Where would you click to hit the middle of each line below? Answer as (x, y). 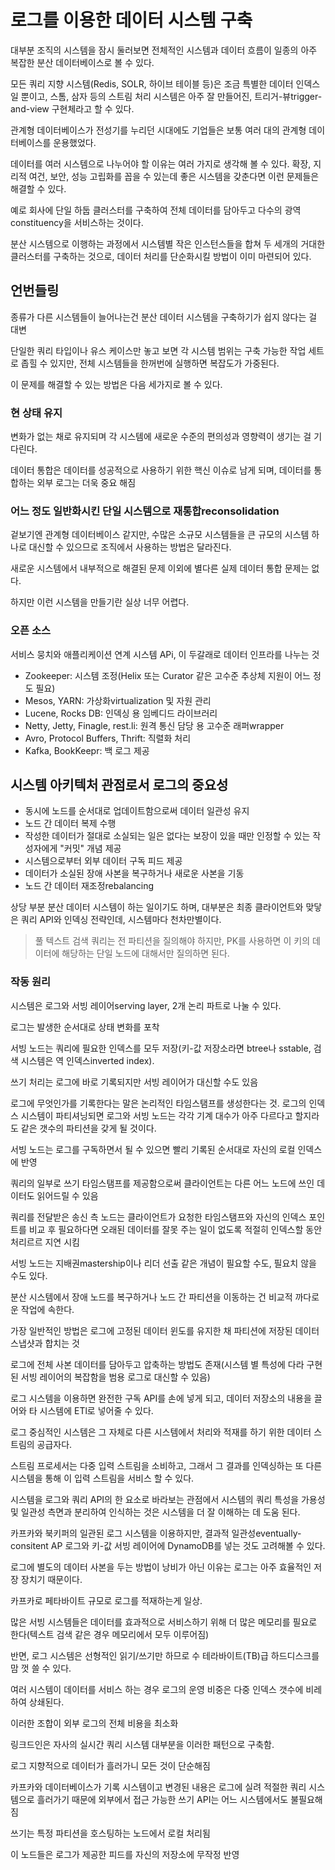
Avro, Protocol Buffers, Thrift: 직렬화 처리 (108, 738)
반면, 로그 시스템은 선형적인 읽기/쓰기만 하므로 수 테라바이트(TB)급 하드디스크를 (165, 1655)
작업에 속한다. (47, 1309)
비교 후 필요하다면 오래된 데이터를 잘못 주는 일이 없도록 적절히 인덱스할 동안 (175, 1229)
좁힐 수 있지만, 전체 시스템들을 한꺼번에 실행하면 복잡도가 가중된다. (150, 363)
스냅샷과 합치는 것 (45, 1343)
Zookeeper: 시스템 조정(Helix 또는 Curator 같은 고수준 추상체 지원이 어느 (168, 675)
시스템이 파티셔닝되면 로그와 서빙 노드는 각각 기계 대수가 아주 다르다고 (156, 1115)
